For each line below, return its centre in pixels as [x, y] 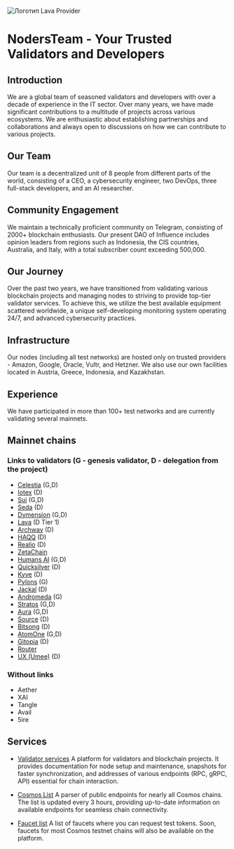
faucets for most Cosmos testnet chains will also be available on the [116, 830]
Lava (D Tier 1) [38, 522]
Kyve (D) [30, 574]
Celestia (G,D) [37, 485]
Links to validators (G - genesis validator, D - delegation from [113, 461]
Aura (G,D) [33, 612]
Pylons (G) [33, 581]
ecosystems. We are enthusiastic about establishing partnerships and [108, 119]
